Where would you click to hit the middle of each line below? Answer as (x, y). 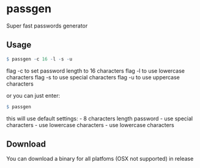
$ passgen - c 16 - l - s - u (39, 59)
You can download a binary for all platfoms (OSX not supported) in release (100, 159)
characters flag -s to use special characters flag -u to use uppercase (93, 77)
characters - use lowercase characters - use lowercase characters (90, 125)
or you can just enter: (33, 95)
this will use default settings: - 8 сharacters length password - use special (100, 119)
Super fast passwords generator (47, 26)
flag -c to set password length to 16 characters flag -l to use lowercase (96, 71)
